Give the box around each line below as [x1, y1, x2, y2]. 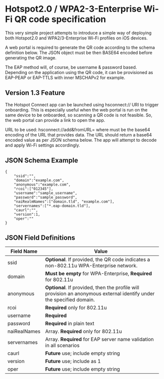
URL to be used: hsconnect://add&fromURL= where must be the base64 [5, 127, 150, 133]
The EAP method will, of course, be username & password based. [5, 64, 137, 70]
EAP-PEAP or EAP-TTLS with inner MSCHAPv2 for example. [5, 75, 125, 80]
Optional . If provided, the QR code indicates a [45, 256, 150, 263]
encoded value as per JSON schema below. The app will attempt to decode [5, 137, 157, 143]
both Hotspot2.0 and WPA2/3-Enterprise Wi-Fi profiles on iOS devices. [5, 35, 148, 41]
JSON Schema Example [5, 156, 78, 165]
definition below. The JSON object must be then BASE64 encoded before [5, 50, 153, 56]
